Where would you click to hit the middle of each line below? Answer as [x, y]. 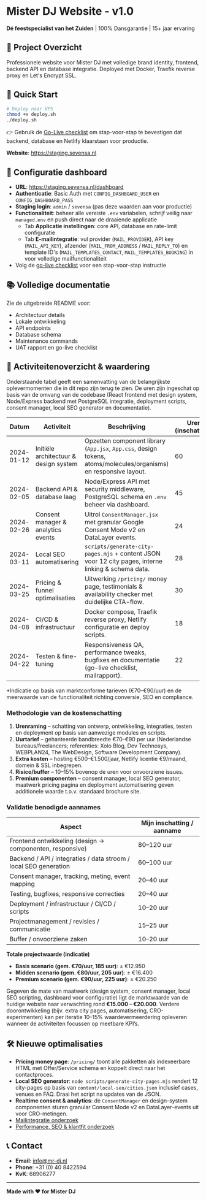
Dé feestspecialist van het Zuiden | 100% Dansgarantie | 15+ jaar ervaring [101, 28]
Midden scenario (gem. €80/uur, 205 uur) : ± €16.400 [84, 973]
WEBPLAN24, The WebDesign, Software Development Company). [98, 752]
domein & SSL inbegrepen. [49, 765]
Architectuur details [40, 315]
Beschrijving [127, 426]
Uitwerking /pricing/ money [126, 579]
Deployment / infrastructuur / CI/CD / [63, 904]
